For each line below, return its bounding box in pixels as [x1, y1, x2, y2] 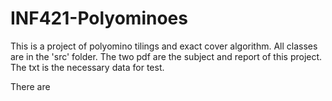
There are [10, 80, 51, 92]
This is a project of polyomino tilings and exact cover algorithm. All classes [10, 40, 318, 52]
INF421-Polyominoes [10, 7, 188, 30]
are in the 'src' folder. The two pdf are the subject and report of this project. [10, 50, 323, 62]
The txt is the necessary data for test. [10, 61, 165, 73]
